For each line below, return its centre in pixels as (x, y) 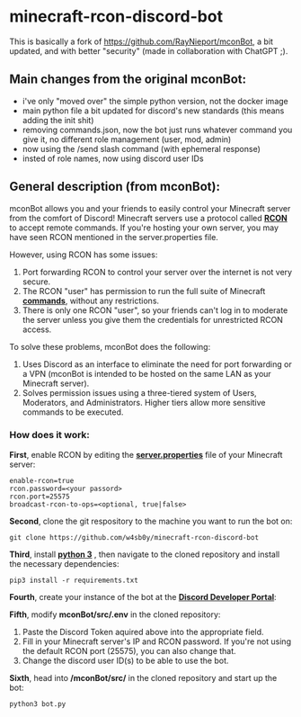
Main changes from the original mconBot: (128, 80)
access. (37, 329)
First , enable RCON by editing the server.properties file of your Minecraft (146, 454)
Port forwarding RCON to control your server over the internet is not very (157, 272)
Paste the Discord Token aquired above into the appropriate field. (143, 632)
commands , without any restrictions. (91, 300)
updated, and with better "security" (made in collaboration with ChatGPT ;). (149, 50)
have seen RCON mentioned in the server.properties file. (114, 237)
